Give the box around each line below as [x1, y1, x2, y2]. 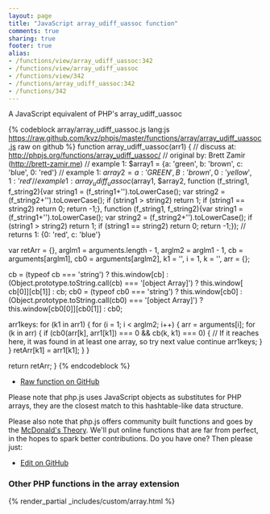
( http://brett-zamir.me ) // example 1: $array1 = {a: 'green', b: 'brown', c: [8, 159, 243, 169]
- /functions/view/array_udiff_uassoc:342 [8, 57, 153, 65]
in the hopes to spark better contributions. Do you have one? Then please [8, 434, 253, 444]
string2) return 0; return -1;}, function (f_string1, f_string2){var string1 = [8, 204, 244, 214]
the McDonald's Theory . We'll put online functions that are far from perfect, [8, 425, 260, 435]
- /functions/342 [8, 86, 67, 95]
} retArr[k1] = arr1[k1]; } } [8, 345, 90, 356]
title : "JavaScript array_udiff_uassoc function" [8, 19, 179, 27]
